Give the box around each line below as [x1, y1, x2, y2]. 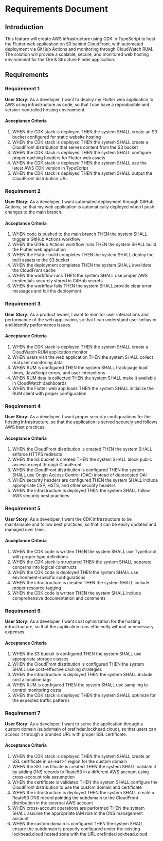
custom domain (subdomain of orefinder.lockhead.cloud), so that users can [5, 726, 157, 732]
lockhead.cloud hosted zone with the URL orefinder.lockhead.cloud [12, 831, 147, 837]
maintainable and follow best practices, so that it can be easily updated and [5, 521, 157, 527]
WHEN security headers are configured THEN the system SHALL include [12, 477, 158, 483]
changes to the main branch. [5, 209, 63, 215]
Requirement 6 [5, 607, 41, 614]
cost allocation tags [12, 677, 52, 683]
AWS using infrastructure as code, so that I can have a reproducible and [5, 102, 149, 107]
